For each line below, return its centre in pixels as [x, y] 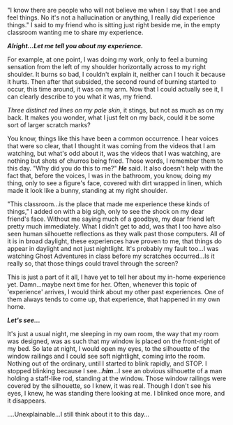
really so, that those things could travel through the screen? [93, 264]
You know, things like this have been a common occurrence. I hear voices [113, 138]
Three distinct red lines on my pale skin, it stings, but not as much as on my [116, 110]
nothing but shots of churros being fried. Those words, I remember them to [115, 161]
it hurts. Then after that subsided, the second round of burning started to [112, 82]
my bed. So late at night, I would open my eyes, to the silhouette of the [109, 348]
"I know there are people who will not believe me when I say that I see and [114, 10]
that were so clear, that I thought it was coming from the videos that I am [112, 146]
